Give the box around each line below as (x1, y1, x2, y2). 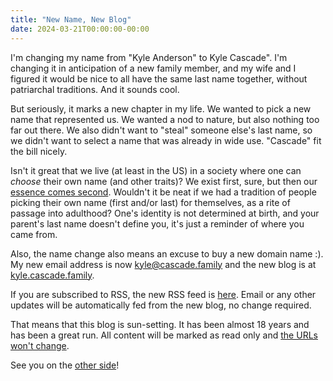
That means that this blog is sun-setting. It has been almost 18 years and (10, 318, 310, 330)
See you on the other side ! (10, 359, 120, 371)
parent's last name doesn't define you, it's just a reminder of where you (10, 217, 305, 230)
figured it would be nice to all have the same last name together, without (10, 72, 308, 85)
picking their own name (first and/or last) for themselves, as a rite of (10, 196, 291, 208)
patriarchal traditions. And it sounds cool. (10, 83, 180, 95)
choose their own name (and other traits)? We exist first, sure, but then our (10, 175, 318, 187)
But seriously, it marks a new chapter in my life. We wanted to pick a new (10, 102, 312, 115)
